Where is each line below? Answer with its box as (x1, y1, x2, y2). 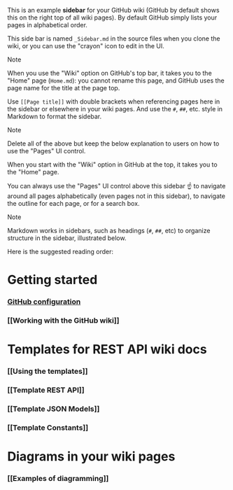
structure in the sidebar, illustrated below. (7, 234, 127, 242)
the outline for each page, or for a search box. (7, 199, 140, 207)
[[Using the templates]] (7, 367, 88, 377)
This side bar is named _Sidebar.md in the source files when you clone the (7, 34, 220, 43)
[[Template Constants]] (7, 423, 89, 433)
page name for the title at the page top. (7, 84, 120, 92)
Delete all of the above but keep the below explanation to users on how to (7, 139, 220, 148)
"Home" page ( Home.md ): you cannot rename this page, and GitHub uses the (7, 76, 225, 85)
